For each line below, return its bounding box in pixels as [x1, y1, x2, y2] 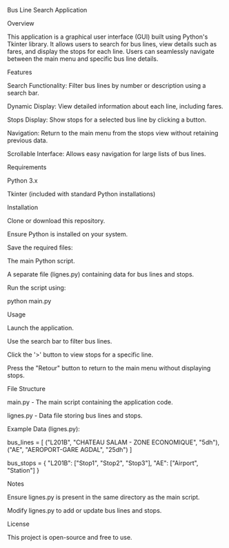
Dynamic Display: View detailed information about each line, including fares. [7, 102, 223, 110]
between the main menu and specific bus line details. [7, 55, 159, 63]
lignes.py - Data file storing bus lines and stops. [7, 411, 143, 419]
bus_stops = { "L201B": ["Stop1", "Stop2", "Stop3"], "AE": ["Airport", [7, 459, 199, 467]
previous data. [7, 136, 48, 144]
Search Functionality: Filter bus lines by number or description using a [7, 82, 206, 89]
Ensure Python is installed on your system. [7, 230, 128, 238]
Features [7, 68, 32, 76]
